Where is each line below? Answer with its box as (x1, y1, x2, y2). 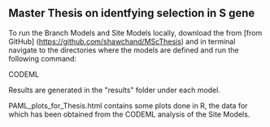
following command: (8, 53, 77, 63)
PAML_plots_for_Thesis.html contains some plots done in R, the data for (8, 100, 248, 110)
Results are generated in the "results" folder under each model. (8, 85, 221, 95)
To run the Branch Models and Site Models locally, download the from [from (8, 28, 263, 37)
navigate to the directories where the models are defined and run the (8, 44, 239, 55)
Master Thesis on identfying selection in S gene (8, 6, 255, 20)
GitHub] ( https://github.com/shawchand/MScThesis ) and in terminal (8, 36, 236, 46)
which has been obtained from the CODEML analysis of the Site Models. (8, 109, 250, 119)
